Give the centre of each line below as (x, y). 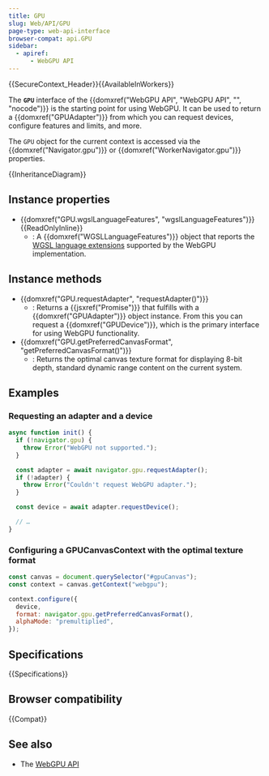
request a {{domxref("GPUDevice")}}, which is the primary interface (146, 324)
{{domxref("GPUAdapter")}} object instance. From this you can (137, 316)
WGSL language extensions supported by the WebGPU (124, 245)
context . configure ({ (43, 599)
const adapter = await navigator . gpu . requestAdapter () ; (112, 470)
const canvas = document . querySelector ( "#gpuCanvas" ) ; (103, 577)
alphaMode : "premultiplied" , (65, 622)
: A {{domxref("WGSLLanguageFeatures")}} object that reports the (143, 237)
